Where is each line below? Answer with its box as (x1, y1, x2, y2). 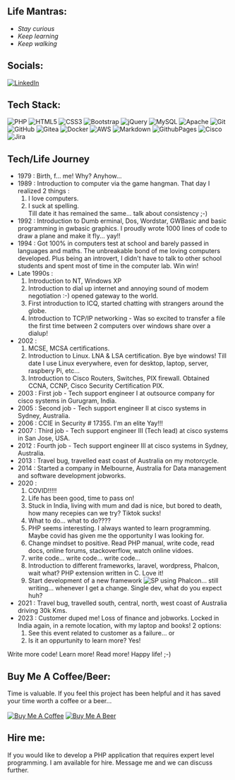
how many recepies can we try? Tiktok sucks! (28, 509, 162, 518)
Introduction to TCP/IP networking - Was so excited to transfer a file (28, 314, 226, 323)
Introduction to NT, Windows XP (28, 276, 122, 285)
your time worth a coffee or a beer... (7, 697, 112, 705)
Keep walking (17, 39, 58, 48)
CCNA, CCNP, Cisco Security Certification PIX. (28, 382, 164, 390)
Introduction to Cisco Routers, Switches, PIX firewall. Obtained (28, 374, 210, 383)
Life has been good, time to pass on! (28, 494, 135, 503)
